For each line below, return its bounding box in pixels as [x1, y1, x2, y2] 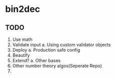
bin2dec [5, 3, 40, 15]
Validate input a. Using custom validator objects [12, 42, 111, 48]
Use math [12, 36, 32, 42]
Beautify [12, 52, 30, 58]
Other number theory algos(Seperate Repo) [12, 63, 102, 69]
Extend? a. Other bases [12, 58, 61, 63]
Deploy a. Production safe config [12, 47, 80, 53]
